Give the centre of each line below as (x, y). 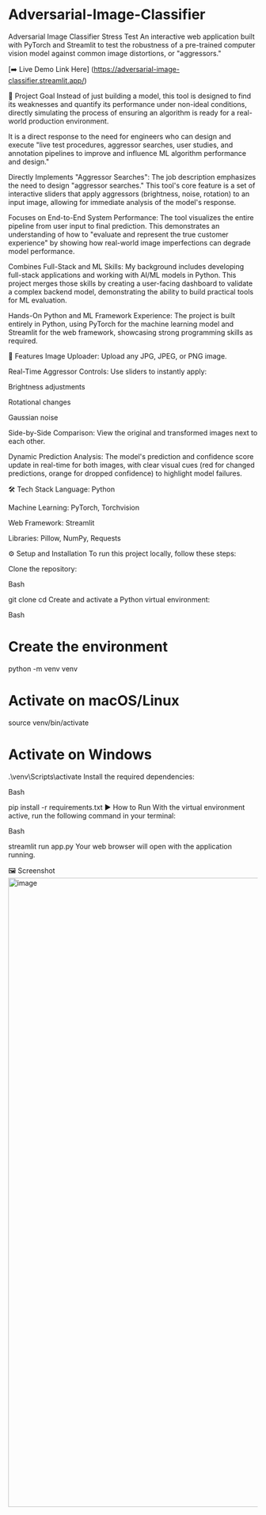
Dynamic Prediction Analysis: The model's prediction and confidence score (131, 456)
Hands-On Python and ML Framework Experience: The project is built (122, 315)
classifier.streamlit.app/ (46, 80)
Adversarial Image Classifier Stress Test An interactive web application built (131, 36)
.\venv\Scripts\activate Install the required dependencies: (102, 776)
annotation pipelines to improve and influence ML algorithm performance (127, 153)
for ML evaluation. (38, 300)
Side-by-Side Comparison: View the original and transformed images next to (133, 432)
